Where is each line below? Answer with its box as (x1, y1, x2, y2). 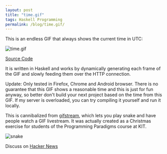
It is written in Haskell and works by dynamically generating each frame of (5, 65, 161, 72)
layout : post (5, 7, 33, 13)
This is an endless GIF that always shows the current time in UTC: (5, 36, 143, 42)
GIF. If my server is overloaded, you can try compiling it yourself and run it (5, 97, 161, 103)
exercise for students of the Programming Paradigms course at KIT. (5, 123, 147, 129)
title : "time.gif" (5, 12, 44, 17)
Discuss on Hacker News (5, 143, 58, 149)
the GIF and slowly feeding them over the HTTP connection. (5, 71, 131, 77)
